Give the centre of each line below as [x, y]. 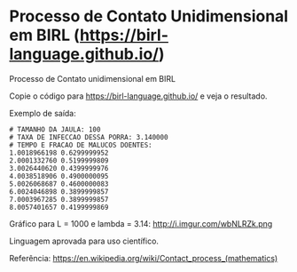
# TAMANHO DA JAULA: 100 [55, 129]
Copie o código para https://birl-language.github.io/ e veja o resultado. [138, 96]
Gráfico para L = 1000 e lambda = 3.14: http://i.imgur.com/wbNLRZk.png [141, 223]
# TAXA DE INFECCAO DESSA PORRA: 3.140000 [89, 137]
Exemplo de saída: [43, 113]
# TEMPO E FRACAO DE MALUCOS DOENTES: [81, 145]
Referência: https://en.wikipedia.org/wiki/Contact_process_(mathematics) [144, 258]
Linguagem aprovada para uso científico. [84, 241]
